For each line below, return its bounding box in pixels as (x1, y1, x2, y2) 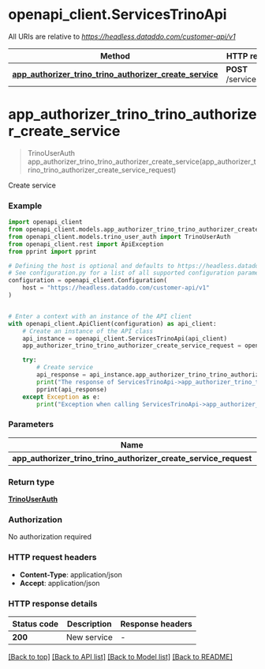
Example (8, 200, 43, 211)
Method (99, 50, 130, 61)
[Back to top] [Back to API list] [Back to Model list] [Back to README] (8, 652, 233, 661)
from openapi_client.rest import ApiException (8, 240, 164, 248)
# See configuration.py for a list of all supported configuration (8, 269, 235, 278)
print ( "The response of (36, 378, 114, 386)
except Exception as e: (22, 393, 101, 401)
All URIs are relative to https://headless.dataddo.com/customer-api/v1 (8, 32, 236, 41)
